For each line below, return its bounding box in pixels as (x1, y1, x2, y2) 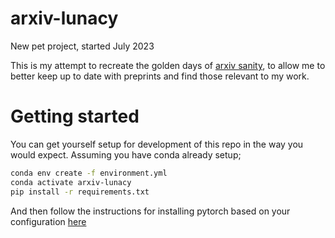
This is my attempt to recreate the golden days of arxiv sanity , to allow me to (10, 59, 326, 71)
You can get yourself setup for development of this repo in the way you (10, 138, 304, 150)
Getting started (10, 105, 140, 128)
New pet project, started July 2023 (10, 40, 155, 52)
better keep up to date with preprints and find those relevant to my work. (10, 70, 310, 82)
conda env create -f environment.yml (10, 168, 168, 178)
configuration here (10, 215, 87, 227)
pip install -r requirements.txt (10, 187, 150, 197)
